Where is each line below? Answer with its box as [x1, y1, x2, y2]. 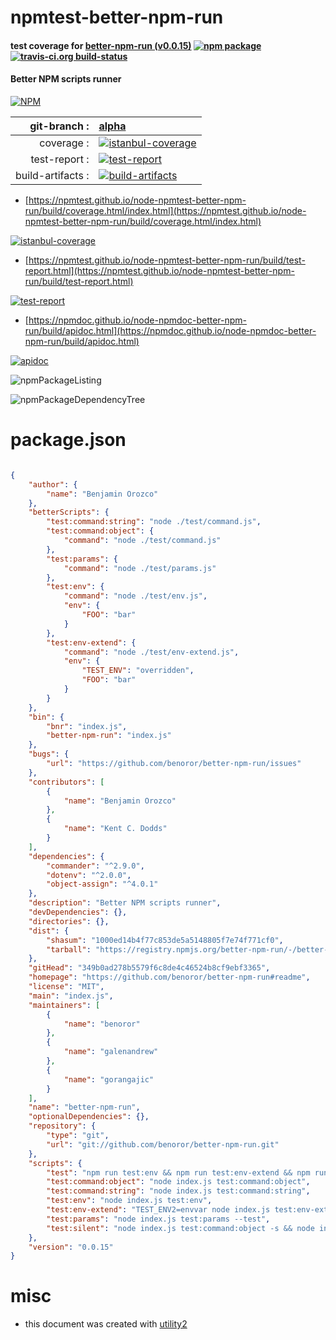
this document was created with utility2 [24, 1318, 188, 1330]
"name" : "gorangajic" [63, 1074, 155, 1085]
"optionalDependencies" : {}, [28, 1112, 150, 1122]
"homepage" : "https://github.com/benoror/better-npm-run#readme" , [28, 972, 311, 983]
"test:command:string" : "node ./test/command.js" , [46, 517, 262, 527]
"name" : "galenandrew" [63, 1047, 159, 1057]
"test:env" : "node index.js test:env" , [46, 1196, 213, 1206]
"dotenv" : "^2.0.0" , [46, 870, 132, 880]
